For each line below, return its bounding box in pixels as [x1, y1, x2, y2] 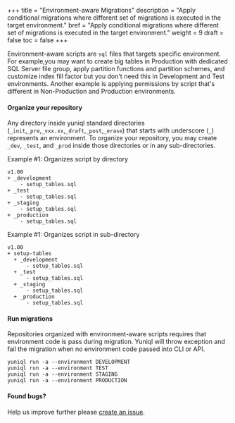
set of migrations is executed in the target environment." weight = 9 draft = [7, 28, 224, 37]
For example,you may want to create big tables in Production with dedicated [7, 57, 228, 66]
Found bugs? [7, 392, 47, 400]
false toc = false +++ [7, 36, 68, 44]
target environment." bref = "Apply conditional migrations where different [7, 21, 220, 29]
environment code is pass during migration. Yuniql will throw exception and [7, 338, 225, 346]
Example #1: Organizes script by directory [7, 155, 129, 164]
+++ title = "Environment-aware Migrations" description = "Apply [7, 6, 196, 14]
